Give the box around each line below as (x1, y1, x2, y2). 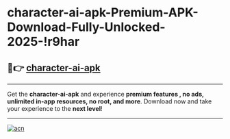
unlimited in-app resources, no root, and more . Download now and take (7, 97, 212, 105)
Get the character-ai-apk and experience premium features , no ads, (7, 90, 204, 98)
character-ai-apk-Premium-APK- (7, 5, 199, 21)
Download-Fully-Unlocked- (7, 19, 166, 35)
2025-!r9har (7, 34, 80, 49)
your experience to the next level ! (7, 105, 103, 112)
